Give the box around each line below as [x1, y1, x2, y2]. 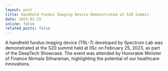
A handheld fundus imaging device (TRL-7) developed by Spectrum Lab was [5, 39, 163, 45]
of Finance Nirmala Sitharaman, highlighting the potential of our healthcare [5, 55, 159, 61]
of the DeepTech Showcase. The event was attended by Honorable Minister [5, 50, 161, 56]
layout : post [5, 7, 33, 12]
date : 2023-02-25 [5, 16, 42, 21]
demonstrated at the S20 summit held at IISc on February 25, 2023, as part [5, 45, 160, 51]
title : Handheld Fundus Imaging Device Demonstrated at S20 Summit [5, 12, 149, 17]
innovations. [5, 61, 31, 67]
